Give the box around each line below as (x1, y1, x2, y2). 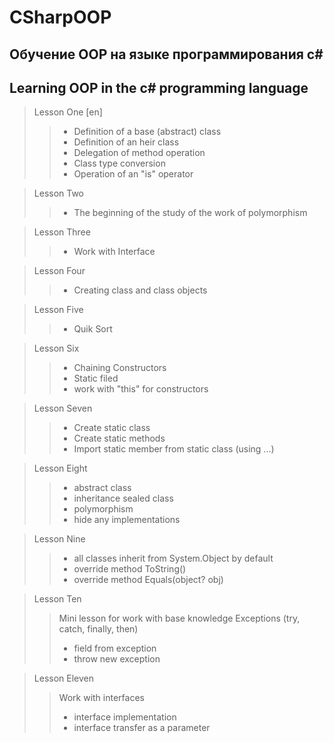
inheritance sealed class (73, 492, 174, 505)
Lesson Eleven (33, 672, 94, 685)
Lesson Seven (33, 402, 93, 415)
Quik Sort (73, 323, 113, 335)
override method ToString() (73, 563, 187, 575)
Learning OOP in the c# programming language (9, 79, 309, 96)
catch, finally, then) (58, 623, 139, 635)
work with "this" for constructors (73, 383, 209, 395)
